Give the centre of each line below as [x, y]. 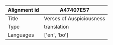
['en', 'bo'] [56, 35]
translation [56, 27]
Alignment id [23, 10]
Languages [21, 35]
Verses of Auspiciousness [75, 18]
